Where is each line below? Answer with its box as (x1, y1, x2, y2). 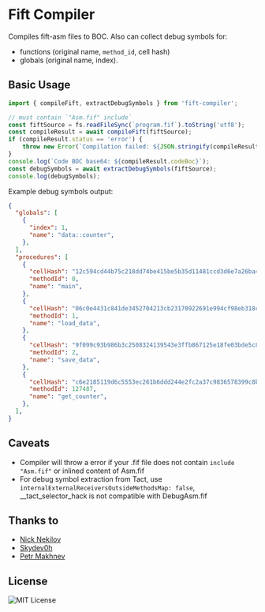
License (8, 574, 48, 588)
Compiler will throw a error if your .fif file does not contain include (19, 457, 235, 467)
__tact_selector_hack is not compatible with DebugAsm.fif (19, 491, 207, 501)
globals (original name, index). (19, 55, 118, 65)
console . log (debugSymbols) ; (8, 172, 101, 180)
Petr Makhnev (19, 551, 65, 561)
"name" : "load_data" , (28, 319, 101, 327)
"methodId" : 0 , (28, 275, 80, 283)
